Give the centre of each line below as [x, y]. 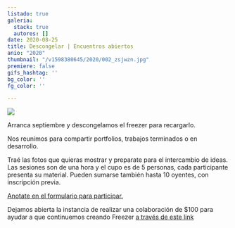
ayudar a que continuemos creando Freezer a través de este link [101, 217]
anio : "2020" [26, 53]
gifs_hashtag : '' [33, 72]
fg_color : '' [26, 86]
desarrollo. [23, 146]
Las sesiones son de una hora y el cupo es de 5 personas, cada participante [118, 167]
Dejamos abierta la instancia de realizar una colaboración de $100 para [110, 210]
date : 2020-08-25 [33, 40]
